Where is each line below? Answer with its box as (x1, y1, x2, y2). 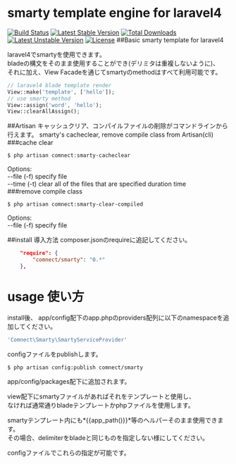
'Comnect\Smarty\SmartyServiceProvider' (7, 336, 128, 343)
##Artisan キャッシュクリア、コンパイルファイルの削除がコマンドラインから (7, 122, 228, 130)
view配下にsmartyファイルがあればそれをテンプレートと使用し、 (7, 392, 195, 401)
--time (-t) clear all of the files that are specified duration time (7, 180, 187, 188)
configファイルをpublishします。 (7, 350, 102, 358)
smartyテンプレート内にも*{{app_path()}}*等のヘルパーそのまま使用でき (7, 416, 218, 425)
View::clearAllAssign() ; (7, 108, 80, 115)
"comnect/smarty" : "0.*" (32, 256, 106, 263)
